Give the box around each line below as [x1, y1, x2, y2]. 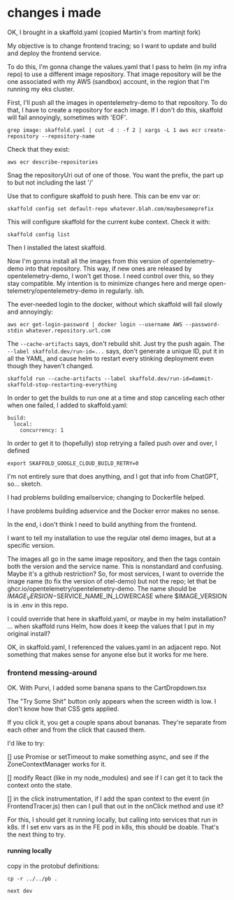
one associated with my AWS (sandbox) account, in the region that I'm [7, 77, 210, 85]
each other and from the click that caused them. [7, 725, 146, 734]
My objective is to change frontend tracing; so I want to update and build [7, 41, 217, 50]
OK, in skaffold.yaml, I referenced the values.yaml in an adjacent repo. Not [7, 643, 221, 651]
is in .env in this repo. [7, 601, 68, 609]
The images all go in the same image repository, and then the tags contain [7, 554, 221, 563]
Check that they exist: [7, 145, 70, 153]
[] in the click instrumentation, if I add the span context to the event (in [7, 794, 210, 803]
